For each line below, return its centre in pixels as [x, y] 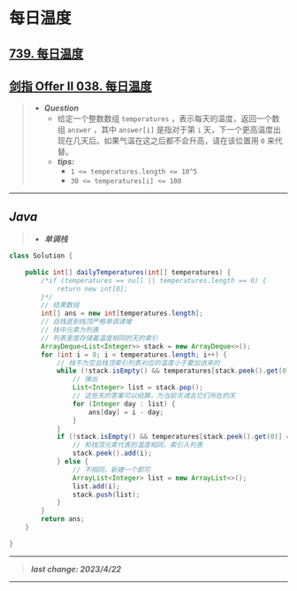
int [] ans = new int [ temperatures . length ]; [122, 314]
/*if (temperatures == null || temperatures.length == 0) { [154, 280]
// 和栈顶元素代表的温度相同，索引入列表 [137, 445]
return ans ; [63, 519]
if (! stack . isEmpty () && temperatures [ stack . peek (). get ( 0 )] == [175, 437]
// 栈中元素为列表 [70, 330]
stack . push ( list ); [106, 495]
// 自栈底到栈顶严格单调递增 [87, 322]
